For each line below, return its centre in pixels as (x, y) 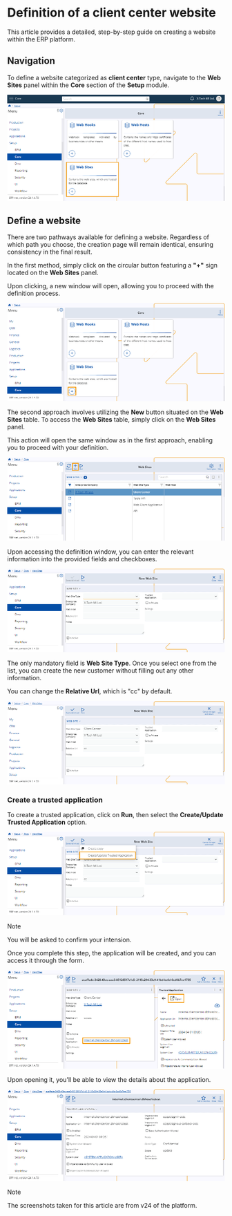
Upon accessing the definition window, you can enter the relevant (100, 552)
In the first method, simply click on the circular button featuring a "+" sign (113, 265)
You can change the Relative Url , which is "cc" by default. (90, 691)
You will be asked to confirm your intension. (69, 939)
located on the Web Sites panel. (53, 273)
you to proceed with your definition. (58, 447)
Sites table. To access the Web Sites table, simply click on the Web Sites (112, 419)
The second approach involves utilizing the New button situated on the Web (116, 412)
